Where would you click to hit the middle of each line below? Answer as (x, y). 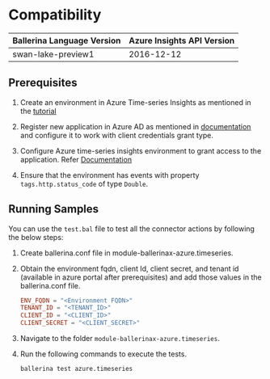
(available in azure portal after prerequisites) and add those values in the (141, 277)
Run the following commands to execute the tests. (103, 354)
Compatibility (55, 15)
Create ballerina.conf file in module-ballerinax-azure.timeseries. (127, 253)
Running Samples (54, 209)
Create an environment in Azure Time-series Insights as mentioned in (136, 102)
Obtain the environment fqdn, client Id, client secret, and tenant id (129, 268)
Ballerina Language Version (67, 40)
